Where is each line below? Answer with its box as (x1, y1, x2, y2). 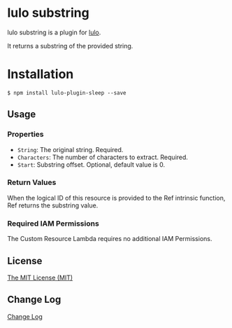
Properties (7, 130, 44, 139)
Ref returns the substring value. (7, 201, 99, 210)
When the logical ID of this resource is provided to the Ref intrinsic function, (7, 193, 226, 202)
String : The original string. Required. (17, 145, 124, 153)
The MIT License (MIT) (7, 273, 73, 282)
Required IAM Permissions (7, 219, 99, 228)
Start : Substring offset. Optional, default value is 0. (17, 160, 166, 169)
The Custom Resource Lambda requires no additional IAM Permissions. (7, 235, 212, 243)
